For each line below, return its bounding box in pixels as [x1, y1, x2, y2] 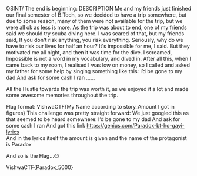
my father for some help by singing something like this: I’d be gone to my [6, 68, 182, 74]
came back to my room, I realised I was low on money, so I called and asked [6, 61, 190, 69]
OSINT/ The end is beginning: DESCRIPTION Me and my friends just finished [6, 5, 192, 12]
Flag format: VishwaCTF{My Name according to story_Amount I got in [6, 103, 175, 110]
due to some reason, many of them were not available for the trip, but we [6, 18, 183, 24]
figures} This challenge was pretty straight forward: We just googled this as [6, 109, 189, 116]
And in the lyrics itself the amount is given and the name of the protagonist [6, 135, 187, 141]
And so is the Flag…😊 [6, 152, 60, 159]
